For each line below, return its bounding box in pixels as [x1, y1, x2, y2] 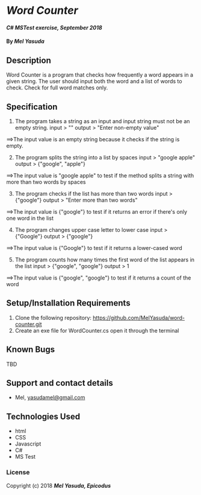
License [6, 468, 30, 477]
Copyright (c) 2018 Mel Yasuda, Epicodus [6, 482, 111, 489]
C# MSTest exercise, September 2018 [6, 24, 102, 31]
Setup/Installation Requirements [6, 298, 131, 308]
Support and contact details [6, 378, 113, 388]
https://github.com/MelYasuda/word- [92, 314, 185, 321]
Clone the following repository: [14, 314, 92, 321]
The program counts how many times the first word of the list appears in [14, 256, 194, 263]
